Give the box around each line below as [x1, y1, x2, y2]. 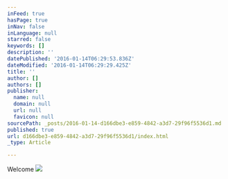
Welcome [7, 165, 35, 173]
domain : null [13, 101, 51, 108]
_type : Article [7, 139, 51, 146]
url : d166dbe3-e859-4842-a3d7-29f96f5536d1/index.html [7, 133, 169, 139]
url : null [13, 107, 42, 114]
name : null [13, 94, 45, 101]
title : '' [7, 68, 36, 75]
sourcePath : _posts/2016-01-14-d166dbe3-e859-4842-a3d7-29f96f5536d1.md [7, 119, 222, 127]
